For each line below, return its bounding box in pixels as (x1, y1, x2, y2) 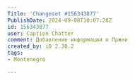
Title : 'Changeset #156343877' (7, 10, 100, 18)
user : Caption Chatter (7, 29, 74, 37)
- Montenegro (7, 56, 46, 63)
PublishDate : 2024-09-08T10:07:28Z (7, 17, 112, 24)
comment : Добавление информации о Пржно (7, 36, 129, 44)
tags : (7, 50, 23, 57)
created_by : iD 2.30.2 (7, 43, 74, 50)
